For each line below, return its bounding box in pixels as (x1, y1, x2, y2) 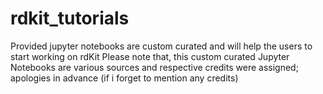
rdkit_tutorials (10, 7, 130, 30)
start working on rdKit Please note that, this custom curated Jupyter (10, 50, 290, 62)
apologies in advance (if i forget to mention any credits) (10, 72, 239, 84)
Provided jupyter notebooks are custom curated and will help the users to (10, 40, 313, 52)
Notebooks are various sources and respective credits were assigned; (10, 61, 299, 73)
